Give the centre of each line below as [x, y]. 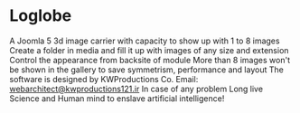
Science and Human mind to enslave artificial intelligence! [117, 98]
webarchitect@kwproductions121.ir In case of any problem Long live [136, 89]
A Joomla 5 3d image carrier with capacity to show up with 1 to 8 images [145, 41]
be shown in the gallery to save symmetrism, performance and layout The [147, 70]
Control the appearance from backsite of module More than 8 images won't [150, 60]
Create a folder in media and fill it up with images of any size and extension [149, 50]
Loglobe [41, 16]
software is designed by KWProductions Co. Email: [104, 79]
